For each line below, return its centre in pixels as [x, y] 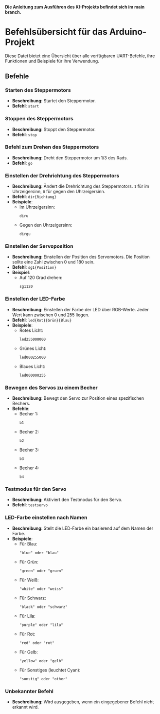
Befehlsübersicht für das [56, 32]
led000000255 [33, 375]
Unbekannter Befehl [29, 691]
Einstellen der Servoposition [39, 246]
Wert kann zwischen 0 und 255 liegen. [51, 315]
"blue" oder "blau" [39, 553]
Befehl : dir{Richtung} [34, 197]
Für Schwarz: [33, 598]
